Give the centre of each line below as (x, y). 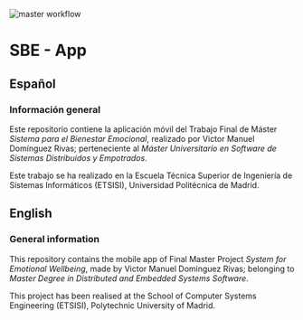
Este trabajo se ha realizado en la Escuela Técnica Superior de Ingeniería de (151, 175)
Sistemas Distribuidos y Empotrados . (78, 157)
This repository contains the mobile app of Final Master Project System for (148, 259)
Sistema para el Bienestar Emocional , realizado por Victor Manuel (132, 138)
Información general (55, 109)
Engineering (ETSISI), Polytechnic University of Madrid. (112, 305)
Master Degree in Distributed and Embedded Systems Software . (129, 278)
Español (33, 84)
